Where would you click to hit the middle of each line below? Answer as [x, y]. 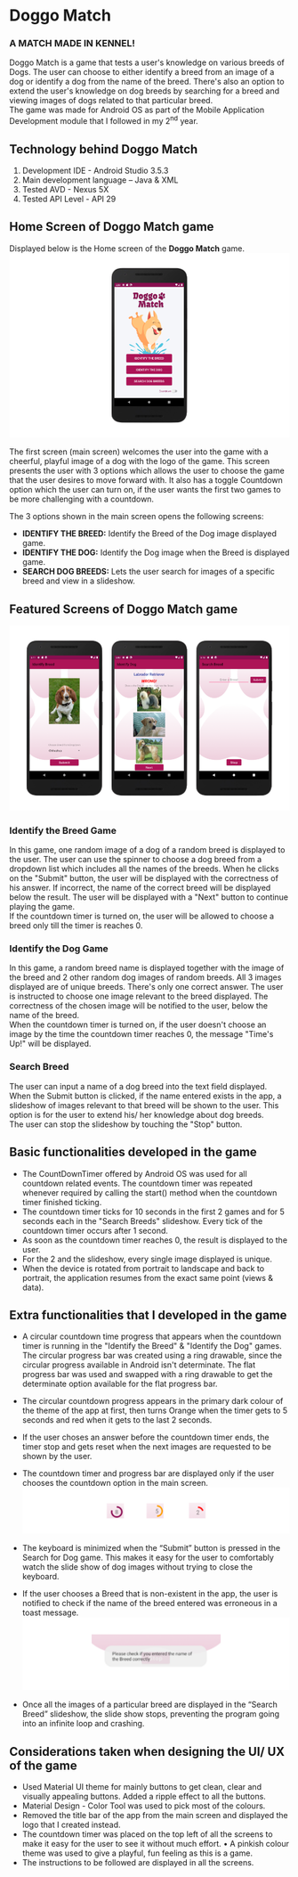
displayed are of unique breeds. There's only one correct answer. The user [146, 987]
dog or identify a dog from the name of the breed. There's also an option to [147, 82]
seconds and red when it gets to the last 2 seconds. [117, 1420]
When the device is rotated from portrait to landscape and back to [143, 1268]
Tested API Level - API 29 [69, 199]
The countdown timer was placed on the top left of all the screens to [147, 1834]
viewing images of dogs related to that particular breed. [111, 101]
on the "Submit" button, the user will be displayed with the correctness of [144, 878]
